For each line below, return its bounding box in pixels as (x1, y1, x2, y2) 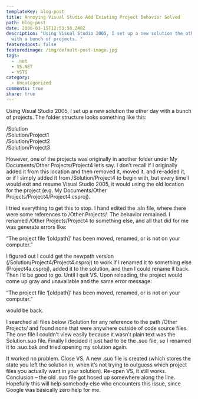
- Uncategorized (11, 80, 51, 86)
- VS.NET (11, 63, 33, 70)
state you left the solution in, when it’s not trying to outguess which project (6, 361, 187, 368)
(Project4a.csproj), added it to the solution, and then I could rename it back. (6, 265, 190, 272)
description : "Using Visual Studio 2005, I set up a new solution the (6, 31, 183, 37)
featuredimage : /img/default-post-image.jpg (6, 47, 117, 53)
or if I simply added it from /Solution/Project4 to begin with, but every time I (6, 174, 189, 181)
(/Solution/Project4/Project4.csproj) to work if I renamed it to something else (6, 258, 192, 266)
